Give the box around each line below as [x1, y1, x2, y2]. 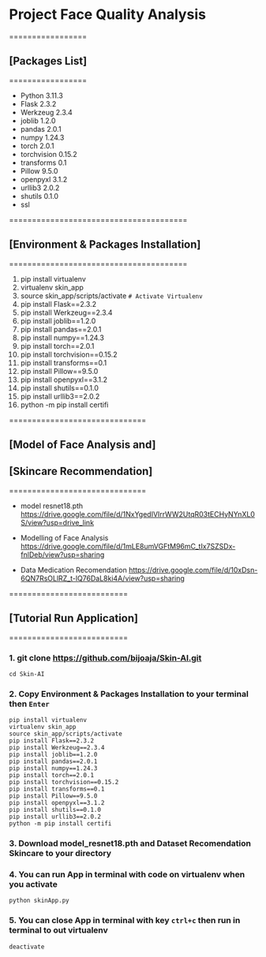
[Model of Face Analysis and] [9, 438, 156, 451]
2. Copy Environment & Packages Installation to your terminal [9, 688, 249, 699]
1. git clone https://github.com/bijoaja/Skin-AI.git [9, 652, 202, 664]
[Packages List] [9, 54, 88, 68]
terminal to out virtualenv [9, 925, 109, 936]
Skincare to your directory [9, 848, 112, 859]
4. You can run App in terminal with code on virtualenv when [9, 869, 245, 880]
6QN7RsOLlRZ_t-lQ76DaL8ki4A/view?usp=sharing [20, 574, 185, 583]
